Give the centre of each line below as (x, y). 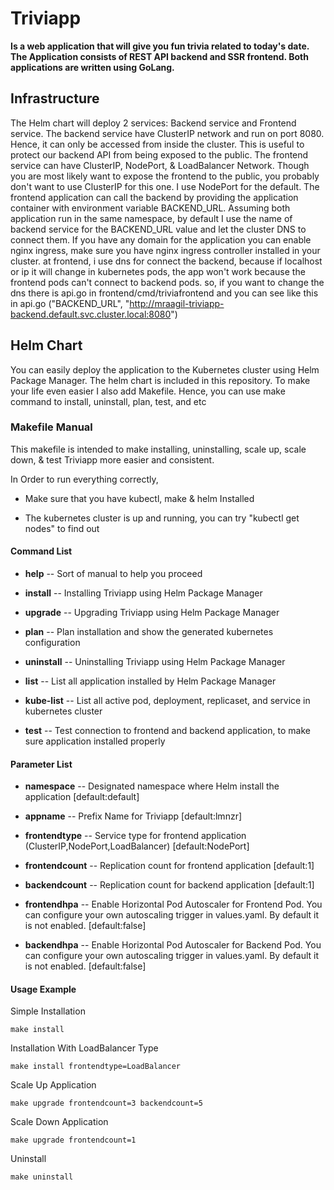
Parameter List (41, 764)
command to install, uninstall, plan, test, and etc (108, 401)
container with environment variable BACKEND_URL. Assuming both (150, 208)
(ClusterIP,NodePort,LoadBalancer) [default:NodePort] (137, 846)
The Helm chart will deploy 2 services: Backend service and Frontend (153, 123)
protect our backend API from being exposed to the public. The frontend (159, 154)
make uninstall (42, 1177)
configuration (52, 643)
